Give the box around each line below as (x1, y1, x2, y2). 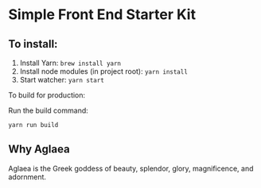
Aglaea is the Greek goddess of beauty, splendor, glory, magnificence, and (8, 163, 254, 173)
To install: (8, 37, 58, 51)
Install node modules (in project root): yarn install (19, 67, 189, 76)
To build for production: (8, 90, 86, 100)
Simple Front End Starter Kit (8, 6, 197, 24)
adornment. (8, 172, 46, 182)
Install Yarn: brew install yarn (19, 58, 122, 67)
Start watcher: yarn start (19, 75, 105, 84)
